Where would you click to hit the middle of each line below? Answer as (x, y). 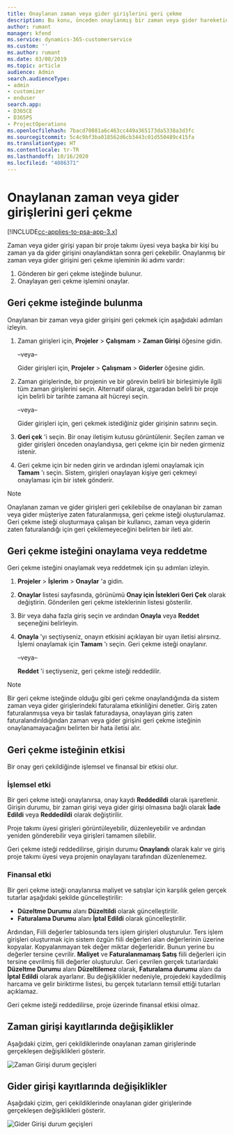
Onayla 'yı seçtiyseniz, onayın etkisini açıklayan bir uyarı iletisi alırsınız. (119, 637)
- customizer (26, 91)
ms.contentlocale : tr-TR (43, 150)
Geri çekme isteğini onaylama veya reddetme (107, 551)
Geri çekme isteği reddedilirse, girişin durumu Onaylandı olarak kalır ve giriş (116, 850)
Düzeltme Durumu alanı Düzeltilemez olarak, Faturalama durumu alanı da (114, 969)
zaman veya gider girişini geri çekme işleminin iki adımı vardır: (96, 260)
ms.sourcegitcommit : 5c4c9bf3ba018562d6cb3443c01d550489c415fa (101, 137)
